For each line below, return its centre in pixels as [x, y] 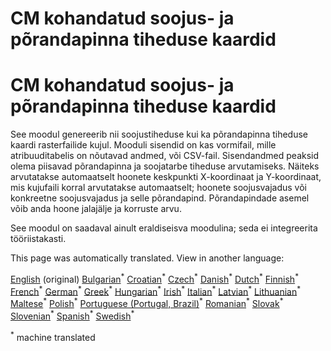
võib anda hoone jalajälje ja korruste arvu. [96, 209]
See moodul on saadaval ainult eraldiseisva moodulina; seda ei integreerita [164, 228]
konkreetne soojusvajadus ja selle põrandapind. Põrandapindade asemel [160, 198]
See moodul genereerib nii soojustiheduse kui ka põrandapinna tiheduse [159, 134]
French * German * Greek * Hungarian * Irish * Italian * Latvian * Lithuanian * [156, 290]
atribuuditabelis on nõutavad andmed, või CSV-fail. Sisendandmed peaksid [165, 156]
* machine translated [53, 336]
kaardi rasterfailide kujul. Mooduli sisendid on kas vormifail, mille [143, 145]
